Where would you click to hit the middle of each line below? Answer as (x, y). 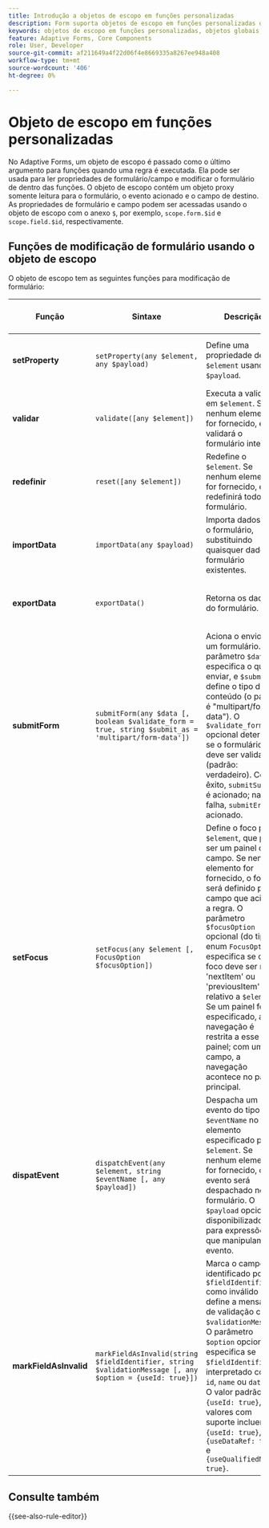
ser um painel (231, 848)
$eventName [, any (130, 1180)
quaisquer (225, 550)
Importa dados (233, 520)
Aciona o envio (233, 637)
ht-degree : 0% (32, 75)
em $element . (230, 404)
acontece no (229, 1077)
